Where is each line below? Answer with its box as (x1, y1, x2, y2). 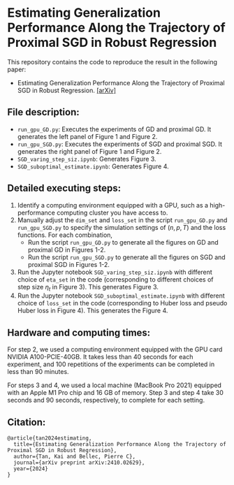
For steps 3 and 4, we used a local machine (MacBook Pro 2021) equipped (7, 381, 222, 389)
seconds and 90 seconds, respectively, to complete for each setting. (7, 396, 205, 405)
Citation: (7, 416, 46, 428)
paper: (7, 65, 27, 73)
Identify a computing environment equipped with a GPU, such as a (17, 201, 208, 209)
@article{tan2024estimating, (7, 435, 92, 442)
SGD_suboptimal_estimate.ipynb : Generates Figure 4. (17, 162, 169, 171)
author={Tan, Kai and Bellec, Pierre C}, (13, 453, 136, 460)
